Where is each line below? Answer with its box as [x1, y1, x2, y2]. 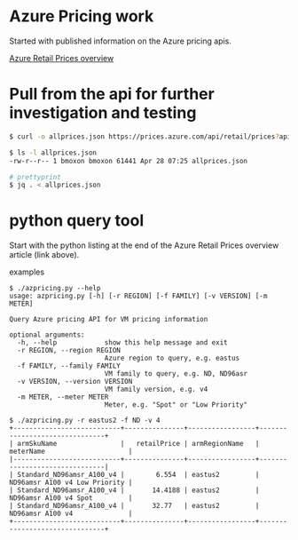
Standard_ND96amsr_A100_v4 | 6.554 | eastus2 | [17, 471, 260, 480]
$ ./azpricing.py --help [9, 284, 101, 293]
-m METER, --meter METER [17, 393, 109, 401]
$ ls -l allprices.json [9, 148, 98, 157]
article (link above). [9, 250, 80, 260]
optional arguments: [9, 330, 86, 339]
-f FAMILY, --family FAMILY [17, 361, 122, 370]
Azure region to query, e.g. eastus [104, 353, 240, 363]
